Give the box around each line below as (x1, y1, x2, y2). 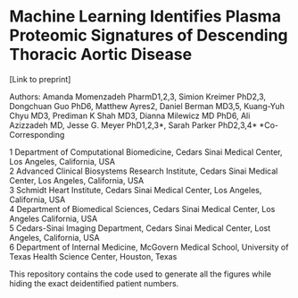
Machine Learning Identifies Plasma (9, 6, 281, 27)
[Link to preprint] (9, 73, 71, 84)
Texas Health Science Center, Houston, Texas (9, 251, 178, 261)
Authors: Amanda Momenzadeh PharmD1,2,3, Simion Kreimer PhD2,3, (9, 91, 266, 102)
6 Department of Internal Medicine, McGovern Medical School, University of (9, 242, 289, 252)
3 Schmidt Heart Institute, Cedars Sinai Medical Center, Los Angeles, (9, 184, 262, 195)
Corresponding (9, 129, 65, 140)
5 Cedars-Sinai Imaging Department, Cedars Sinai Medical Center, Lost (9, 222, 271, 234)
